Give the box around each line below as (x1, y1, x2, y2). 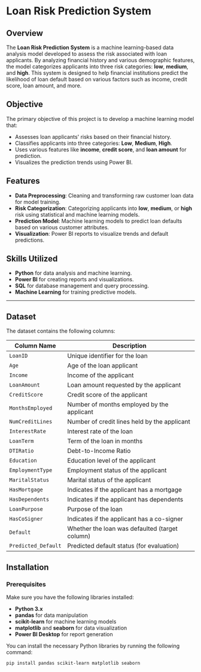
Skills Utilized (6, 254, 58, 264)
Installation (6, 562, 49, 572)
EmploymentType (9, 467, 53, 474)
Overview (6, 28, 44, 38)
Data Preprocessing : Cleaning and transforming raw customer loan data (14, 191, 194, 199)
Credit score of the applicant (67, 391, 148, 399)
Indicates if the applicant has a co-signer (67, 515, 184, 523)
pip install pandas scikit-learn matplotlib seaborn (6, 660, 141, 666)
